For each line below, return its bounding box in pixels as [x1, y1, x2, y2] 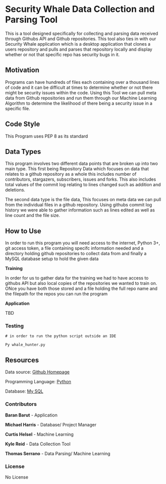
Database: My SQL [5, 388, 44, 394]
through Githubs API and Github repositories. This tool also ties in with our [5, 36, 156, 42]
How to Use [5, 227, 42, 235]
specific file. [5, 105, 31, 111]
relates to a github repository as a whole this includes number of [5, 171, 137, 177]
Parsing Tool [5, 14, 58, 25]
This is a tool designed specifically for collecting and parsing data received [5, 30, 159, 36]
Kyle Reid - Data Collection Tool [5, 441, 71, 447]
